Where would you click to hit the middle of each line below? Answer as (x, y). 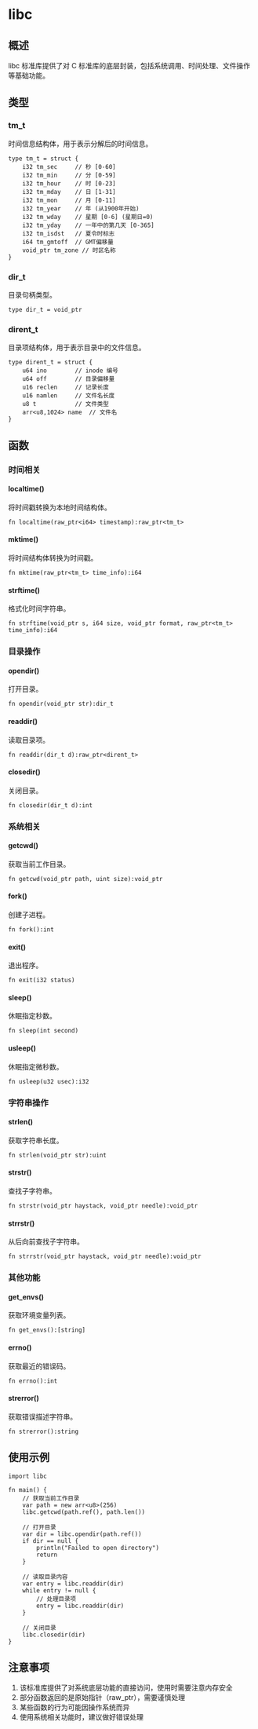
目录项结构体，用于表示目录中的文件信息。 (77, 348)
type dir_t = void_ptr (45, 309)
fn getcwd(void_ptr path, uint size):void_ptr (85, 879)
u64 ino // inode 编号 (71, 371)
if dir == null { (51, 1541)
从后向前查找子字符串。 (46, 1241)
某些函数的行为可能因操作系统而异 (74, 1707)
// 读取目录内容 (45, 1577)
